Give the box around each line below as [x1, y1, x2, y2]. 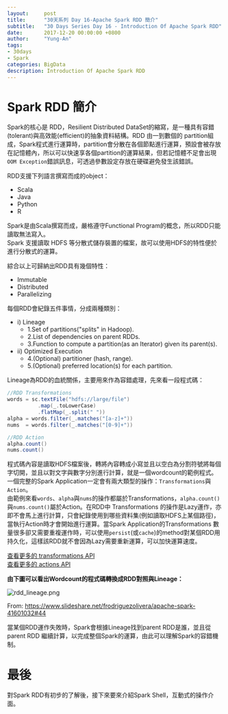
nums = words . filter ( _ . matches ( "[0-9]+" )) [7, 421, 134, 429]
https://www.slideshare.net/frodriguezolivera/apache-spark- [25, 602, 196, 610]
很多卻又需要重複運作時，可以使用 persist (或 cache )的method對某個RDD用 [12, 529, 220, 537]
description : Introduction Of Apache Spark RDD [7, 67, 146, 74]
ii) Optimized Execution [16, 347, 83, 355]
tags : [7, 42, 23, 49]
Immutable [16, 276, 47, 284]
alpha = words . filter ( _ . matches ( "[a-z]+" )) [7, 415, 134, 422]
